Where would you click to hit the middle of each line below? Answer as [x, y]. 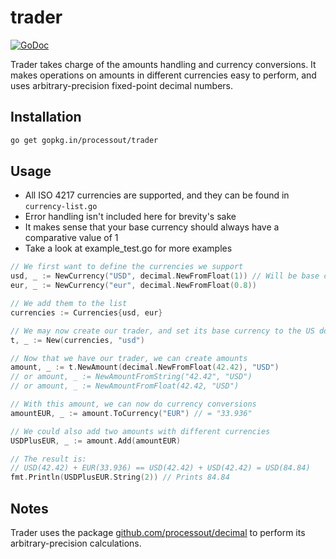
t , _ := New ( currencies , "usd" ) [77, 340]
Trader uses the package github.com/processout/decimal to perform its [158, 532]
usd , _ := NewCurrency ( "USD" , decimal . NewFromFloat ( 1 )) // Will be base [165, 276]
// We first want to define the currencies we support [127, 267]
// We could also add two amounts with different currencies [140, 431]
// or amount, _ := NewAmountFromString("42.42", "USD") [131, 377]
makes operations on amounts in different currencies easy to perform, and [163, 75]
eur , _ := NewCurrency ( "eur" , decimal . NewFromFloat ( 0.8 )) [133, 286]
